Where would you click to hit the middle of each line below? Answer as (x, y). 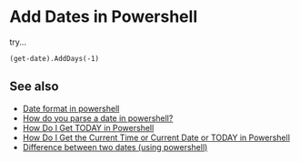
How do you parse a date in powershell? (98, 118)
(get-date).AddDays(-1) (55, 58)
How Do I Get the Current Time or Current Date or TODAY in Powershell (156, 137)
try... (18, 42)
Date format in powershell (71, 108)
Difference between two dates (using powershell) (115, 147)
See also (34, 87)
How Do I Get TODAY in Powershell (88, 127)
